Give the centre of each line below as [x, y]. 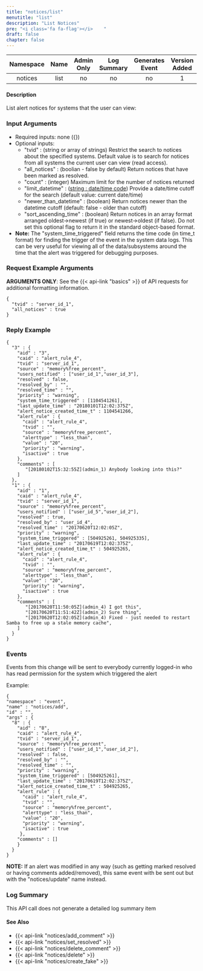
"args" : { [20, 718]
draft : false [23, 34]
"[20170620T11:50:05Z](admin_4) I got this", [83, 607]
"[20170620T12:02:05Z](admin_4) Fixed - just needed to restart [108, 618]
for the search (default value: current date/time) [83, 195]
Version [182, 60]
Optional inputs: [35, 143]
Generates [149, 60]
